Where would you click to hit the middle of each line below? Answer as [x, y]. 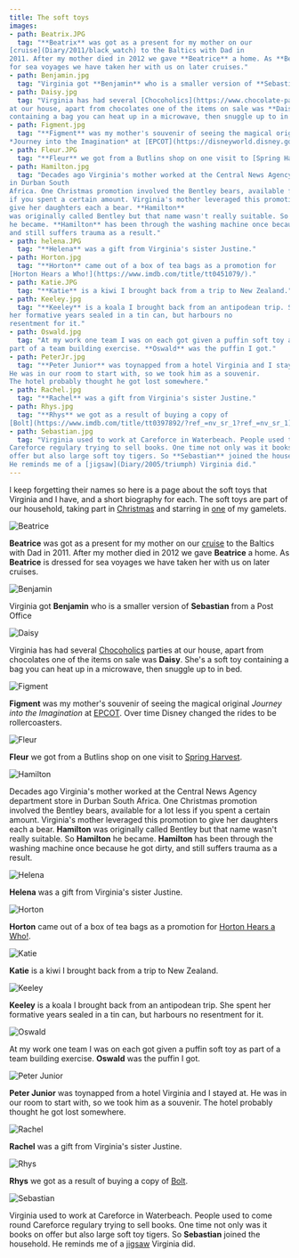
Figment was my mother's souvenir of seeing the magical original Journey [145, 703]
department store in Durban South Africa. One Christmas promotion [133, 800]
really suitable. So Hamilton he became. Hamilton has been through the [141, 839]
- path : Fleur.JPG [43, 150]
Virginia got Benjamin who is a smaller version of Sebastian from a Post [141, 605]
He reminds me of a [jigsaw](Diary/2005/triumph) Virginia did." [133, 465]
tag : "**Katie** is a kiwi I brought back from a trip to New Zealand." [155, 290]
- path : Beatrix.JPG [48, 34]
